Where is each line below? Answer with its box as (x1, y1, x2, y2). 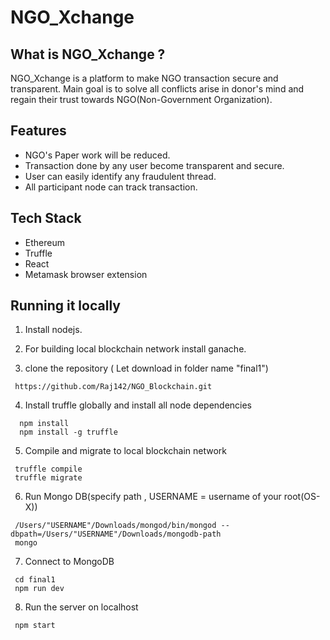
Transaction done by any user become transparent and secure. (24, 159, 285, 171)
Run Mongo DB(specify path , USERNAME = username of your (24, 491, 282, 503)
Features (10, 122, 67, 140)
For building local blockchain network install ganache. (24, 343, 247, 355)
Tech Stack (10, 210, 82, 227)
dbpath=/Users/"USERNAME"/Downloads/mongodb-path (10, 529, 222, 540)
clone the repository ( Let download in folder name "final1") (24, 362, 269, 375)
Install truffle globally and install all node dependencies (24, 399, 253, 411)
